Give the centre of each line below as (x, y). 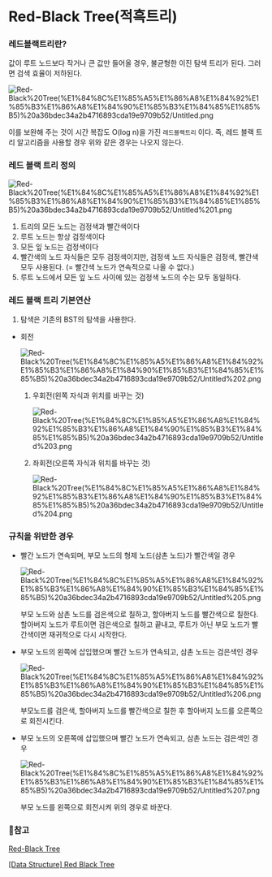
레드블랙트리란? (38, 44)
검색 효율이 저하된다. (50, 73)
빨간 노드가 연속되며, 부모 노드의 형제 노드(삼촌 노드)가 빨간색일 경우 (127, 555)
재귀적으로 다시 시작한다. (88, 635)
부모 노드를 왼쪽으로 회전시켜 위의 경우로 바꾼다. (96, 807)
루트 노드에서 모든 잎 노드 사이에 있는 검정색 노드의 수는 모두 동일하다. (130, 277)
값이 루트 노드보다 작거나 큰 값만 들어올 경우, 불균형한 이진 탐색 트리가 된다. (127, 63)
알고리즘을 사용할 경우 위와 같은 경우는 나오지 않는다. (100, 142)
